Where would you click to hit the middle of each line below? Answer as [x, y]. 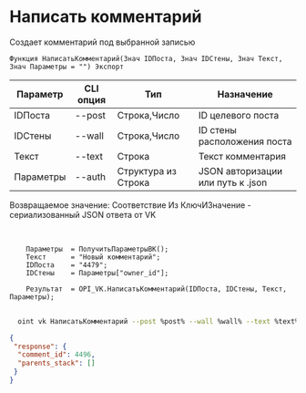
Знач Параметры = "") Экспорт [67, 67]
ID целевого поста [239, 115]
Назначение [245, 94]
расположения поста [245, 141]
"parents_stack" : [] [56, 363]
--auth [90, 177]
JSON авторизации [240, 171]
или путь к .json [233, 182]
